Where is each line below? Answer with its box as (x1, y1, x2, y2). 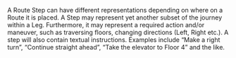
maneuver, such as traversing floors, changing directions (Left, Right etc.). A (7, 28, 229, 36)
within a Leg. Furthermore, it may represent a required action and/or (7, 21, 205, 29)
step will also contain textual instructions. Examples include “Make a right (7, 36, 221, 44)
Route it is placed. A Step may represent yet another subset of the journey (7, 13, 223, 22)
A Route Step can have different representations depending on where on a (7, 6, 223, 14)
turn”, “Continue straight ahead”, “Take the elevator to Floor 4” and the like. (7, 43, 225, 51)
